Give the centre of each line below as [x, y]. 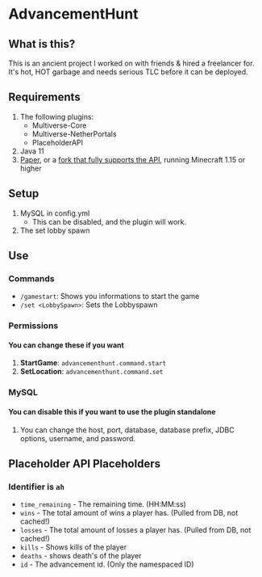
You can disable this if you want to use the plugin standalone [112, 411]
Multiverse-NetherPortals [74, 133]
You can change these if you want [67, 345]
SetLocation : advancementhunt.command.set [91, 372]
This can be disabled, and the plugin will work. [109, 221]
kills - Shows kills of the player [73, 547]
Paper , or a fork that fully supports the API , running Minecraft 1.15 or [133, 159]
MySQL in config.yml [55, 213]
